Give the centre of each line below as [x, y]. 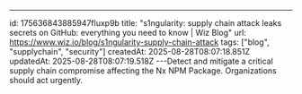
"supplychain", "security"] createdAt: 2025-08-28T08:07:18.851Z [129, 51]
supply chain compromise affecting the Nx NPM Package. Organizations [143, 71]
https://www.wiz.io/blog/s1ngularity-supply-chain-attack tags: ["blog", [139, 42]
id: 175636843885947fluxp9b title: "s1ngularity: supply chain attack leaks [146, 23]
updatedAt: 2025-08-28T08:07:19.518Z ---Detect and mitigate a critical [142, 61]
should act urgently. [46, 80]
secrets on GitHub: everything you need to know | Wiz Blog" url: [128, 33]
